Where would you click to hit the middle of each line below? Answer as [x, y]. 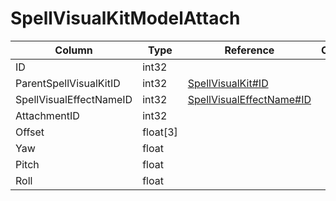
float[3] [160, 132]
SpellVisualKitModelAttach [125, 18]
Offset [30, 132]
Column [73, 50]
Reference [249, 50]
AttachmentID [47, 115]
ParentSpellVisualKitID [68, 83]
